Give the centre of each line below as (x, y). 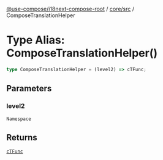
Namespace (19, 119)
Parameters (29, 89)
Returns (22, 137)
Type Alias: (36, 40)
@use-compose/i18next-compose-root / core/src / (70, 9)
